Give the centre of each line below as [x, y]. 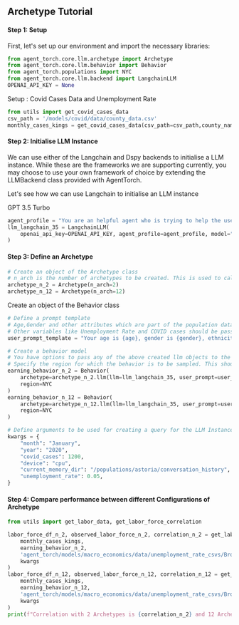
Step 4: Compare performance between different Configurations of [109, 499]
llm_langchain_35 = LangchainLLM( [59, 227]
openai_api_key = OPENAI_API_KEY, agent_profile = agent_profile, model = [126, 234]
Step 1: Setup [27, 30]
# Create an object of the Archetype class [73, 272]
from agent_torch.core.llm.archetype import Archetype [90, 59]
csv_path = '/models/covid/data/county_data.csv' [83, 118]
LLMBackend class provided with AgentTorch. [75, 180]
